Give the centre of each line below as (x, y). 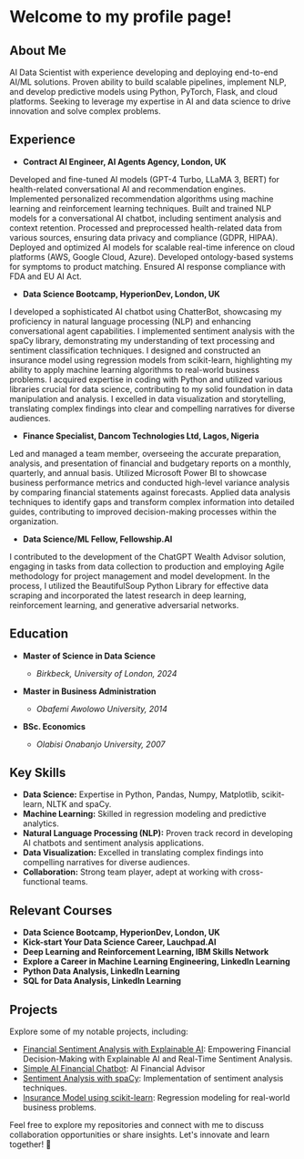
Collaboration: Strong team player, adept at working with (130, 872)
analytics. (41, 823)
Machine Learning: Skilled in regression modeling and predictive (144, 814)
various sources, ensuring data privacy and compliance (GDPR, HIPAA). (144, 237)
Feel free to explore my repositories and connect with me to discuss (137, 1125)
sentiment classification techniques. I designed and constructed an (135, 350)
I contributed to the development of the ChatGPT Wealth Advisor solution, (148, 556)
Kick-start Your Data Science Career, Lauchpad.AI (119, 942)
